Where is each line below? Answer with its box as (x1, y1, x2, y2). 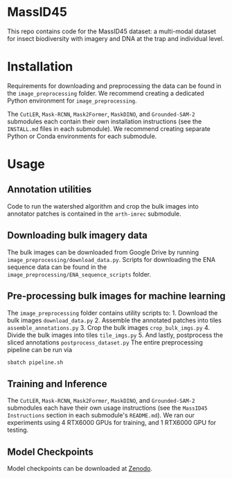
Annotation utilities (7, 184, 92, 195)
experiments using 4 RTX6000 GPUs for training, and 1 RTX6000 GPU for (7, 419, 217, 427)
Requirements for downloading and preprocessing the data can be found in (7, 81, 222, 90)
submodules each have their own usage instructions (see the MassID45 (7, 403, 208, 412)
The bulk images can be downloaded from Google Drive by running (7, 247, 199, 256)
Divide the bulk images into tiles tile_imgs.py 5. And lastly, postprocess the (7, 331, 224, 339)
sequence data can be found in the (7, 263, 107, 271)
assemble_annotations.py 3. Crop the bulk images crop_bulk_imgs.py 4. (7, 323, 210, 331)
